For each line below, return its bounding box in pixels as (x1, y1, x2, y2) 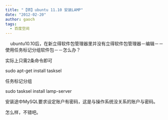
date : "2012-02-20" (5, 12, 47, 17)
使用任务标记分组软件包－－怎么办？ (5, 47, 81, 53)
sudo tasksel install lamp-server (5, 88, 72, 94)
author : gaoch (5, 17, 35, 22)
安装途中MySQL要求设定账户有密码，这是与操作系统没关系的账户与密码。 (5, 99, 158, 105)
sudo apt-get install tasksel (5, 68, 62, 74)
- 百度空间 (10, 26, 30, 31)
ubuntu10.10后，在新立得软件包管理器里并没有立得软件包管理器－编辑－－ (10, 41, 163, 47)
